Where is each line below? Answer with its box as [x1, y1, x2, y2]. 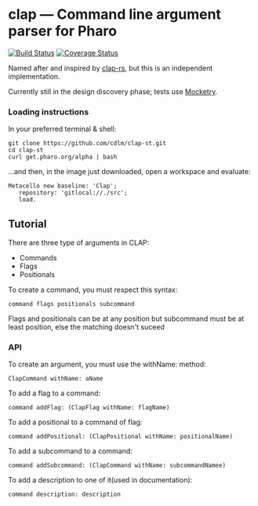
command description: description [8, 490, 122, 499]
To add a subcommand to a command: [8, 446, 133, 456]
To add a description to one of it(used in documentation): [8, 475, 193, 485]
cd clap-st [8, 147, 44, 155]
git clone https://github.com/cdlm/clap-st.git [8, 140, 167, 147]
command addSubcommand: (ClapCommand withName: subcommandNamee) [8, 461, 226, 470]
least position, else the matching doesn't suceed [8, 322, 165, 332]
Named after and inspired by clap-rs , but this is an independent [8, 63, 213, 72]
